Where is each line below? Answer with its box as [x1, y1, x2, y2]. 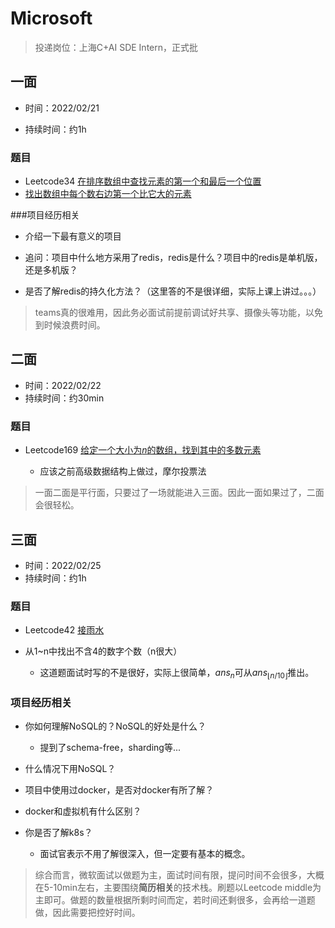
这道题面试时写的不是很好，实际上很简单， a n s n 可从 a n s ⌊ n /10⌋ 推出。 [39, 667, 315, 681]
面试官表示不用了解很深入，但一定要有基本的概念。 [39, 848, 251, 860]
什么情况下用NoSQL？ [24, 763, 117, 775]
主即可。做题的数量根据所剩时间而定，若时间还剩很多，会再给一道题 [34, 894, 316, 906]
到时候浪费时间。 [34, 319, 106, 331]
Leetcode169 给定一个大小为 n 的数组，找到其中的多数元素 [24, 444, 262, 456]
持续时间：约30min [24, 392, 105, 404]
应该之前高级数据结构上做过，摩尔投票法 [39, 465, 207, 477]
